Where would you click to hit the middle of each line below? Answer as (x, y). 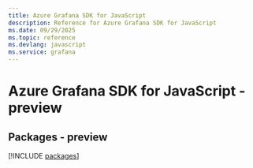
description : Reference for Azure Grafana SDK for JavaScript (112, 23)
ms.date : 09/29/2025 (42, 30)
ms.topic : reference (42, 37)
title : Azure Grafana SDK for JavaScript (77, 15)
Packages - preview (58, 137)
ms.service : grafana (42, 52)
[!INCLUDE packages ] (44, 156)
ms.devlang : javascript (47, 45)
